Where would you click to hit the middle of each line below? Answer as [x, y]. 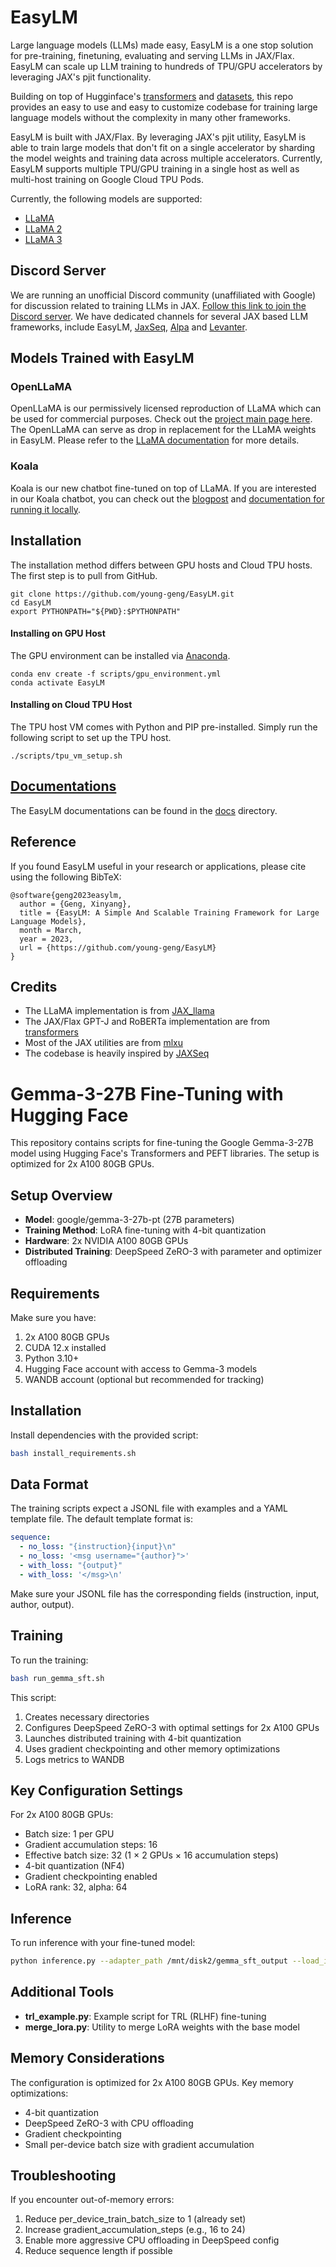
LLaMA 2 [43, 228]
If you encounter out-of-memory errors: [92, 2200]
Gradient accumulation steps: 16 [91, 1845]
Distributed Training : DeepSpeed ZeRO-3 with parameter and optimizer [173, 1252]
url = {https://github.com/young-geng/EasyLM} [118, 947]
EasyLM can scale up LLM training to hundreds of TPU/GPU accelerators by [166, 66]
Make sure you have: [53, 1317]
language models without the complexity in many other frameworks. [150, 117]
